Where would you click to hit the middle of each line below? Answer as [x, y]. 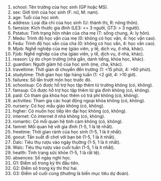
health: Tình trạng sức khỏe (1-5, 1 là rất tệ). [57, 153]
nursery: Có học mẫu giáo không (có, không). [58, 106]
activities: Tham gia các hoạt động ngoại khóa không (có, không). [79, 101]
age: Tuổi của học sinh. [36, 17]
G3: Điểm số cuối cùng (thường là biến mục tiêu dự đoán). [71, 173]
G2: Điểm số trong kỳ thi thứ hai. [45, 168]
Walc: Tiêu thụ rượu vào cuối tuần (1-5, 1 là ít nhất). [64, 147]
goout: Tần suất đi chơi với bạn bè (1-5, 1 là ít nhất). [64, 137]
